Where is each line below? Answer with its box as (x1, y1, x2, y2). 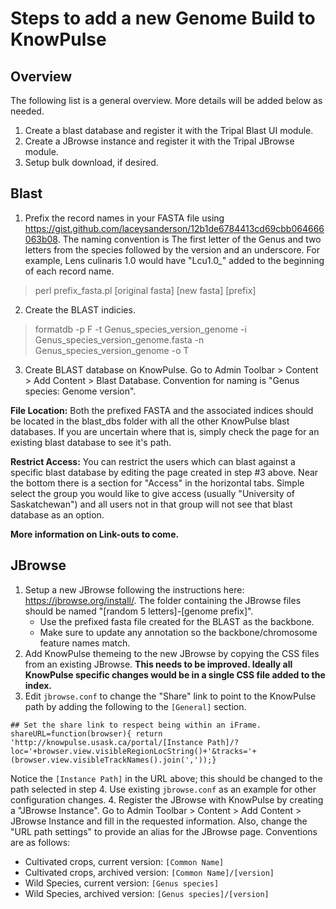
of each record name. (24, 265, 115, 277)
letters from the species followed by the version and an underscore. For (24, 243, 320, 256)
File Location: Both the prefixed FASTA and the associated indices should (10, 404, 314, 416)
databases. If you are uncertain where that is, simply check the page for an (10, 425, 320, 437)
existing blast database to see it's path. (10, 436, 172, 448)
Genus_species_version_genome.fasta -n (34, 333, 205, 346)
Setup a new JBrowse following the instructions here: (24, 583, 245, 596)
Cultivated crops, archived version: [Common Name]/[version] (24, 866, 275, 878)
